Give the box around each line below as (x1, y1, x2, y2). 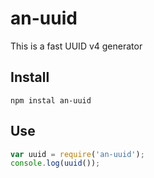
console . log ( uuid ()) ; (10, 158, 101, 169)
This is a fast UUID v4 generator (10, 40, 143, 52)
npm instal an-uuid (10, 95, 92, 106)
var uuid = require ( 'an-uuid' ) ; (10, 149, 145, 159)
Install (10, 69, 50, 86)
